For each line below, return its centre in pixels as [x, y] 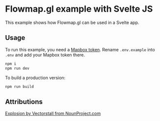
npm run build [20, 86]
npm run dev [17, 68]
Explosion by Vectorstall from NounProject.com [53, 114]
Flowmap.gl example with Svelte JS [79, 9]
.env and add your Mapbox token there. [45, 55]
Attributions [24, 102]
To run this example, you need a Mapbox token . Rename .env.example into [80, 49]
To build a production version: [35, 78]
